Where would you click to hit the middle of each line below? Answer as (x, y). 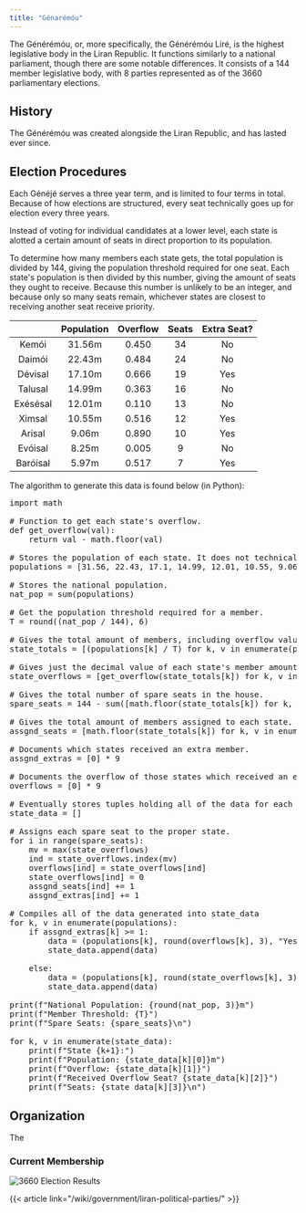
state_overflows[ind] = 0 (87, 878)
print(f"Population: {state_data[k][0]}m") (127, 1060)
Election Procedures (68, 171)
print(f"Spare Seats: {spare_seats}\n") (101, 1024)
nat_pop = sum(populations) (72, 595)
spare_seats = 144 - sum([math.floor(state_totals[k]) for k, (151, 704)
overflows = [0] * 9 (56, 786)
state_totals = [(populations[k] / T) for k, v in (125, 649)
